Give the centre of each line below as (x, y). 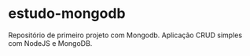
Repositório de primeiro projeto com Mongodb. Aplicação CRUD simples (125, 35)
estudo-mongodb (67, 14)
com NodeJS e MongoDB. (50, 43)
